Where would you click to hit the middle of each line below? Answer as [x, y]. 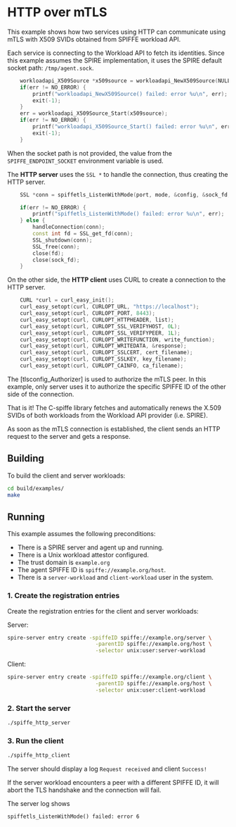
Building [26, 459]
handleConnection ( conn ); [69, 227]
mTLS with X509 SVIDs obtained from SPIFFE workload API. [94, 39]
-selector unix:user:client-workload [150, 690]
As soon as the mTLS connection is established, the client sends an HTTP [114, 429]
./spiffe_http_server [39, 723]
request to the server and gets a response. [69, 436]
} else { [33, 220]
